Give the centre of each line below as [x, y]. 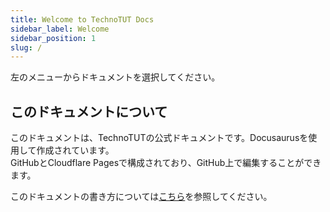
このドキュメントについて [89, 111]
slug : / [26, 47]
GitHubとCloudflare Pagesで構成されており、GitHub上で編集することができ [166, 163]
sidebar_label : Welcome [60, 29]
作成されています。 [75, 150]
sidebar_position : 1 [53, 38]
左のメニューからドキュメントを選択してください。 [115, 77]
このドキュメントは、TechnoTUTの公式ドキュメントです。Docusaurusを [159, 138]
